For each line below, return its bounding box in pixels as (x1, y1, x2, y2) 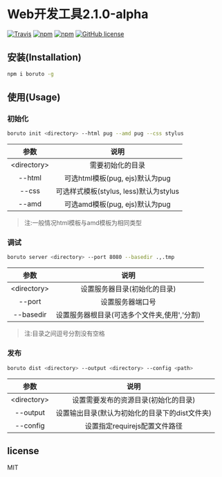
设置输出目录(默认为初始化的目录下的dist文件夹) (55, 408, 212, 417)
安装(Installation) (7, 51, 82, 63)
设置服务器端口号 (100, 297, 156, 307)
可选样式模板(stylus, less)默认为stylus (55, 187, 180, 196)
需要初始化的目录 (89, 160, 146, 170)
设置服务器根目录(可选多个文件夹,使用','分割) (55, 310, 201, 320)
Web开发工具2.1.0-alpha (7, 6, 149, 22)
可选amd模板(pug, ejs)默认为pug (64, 199, 171, 209)
